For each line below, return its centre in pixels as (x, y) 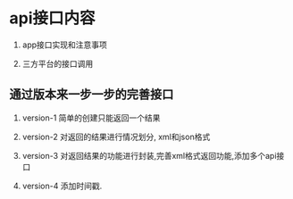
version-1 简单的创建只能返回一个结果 (91, 118)
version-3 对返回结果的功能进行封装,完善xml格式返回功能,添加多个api (149, 155)
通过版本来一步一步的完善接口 (92, 95)
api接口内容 (52, 18)
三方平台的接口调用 (58, 63)
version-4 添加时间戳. (62, 186)
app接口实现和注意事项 (64, 45)
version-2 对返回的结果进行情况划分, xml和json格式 (116, 137)
